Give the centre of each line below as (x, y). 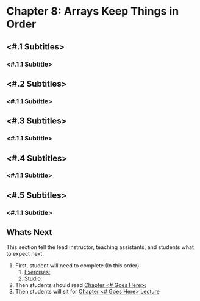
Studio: (33, 278)
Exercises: (37, 272)
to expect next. (25, 253)
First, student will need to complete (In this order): (78, 265)
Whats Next (29, 232)
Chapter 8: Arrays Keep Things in (93, 11)
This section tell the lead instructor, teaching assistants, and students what (100, 247)
